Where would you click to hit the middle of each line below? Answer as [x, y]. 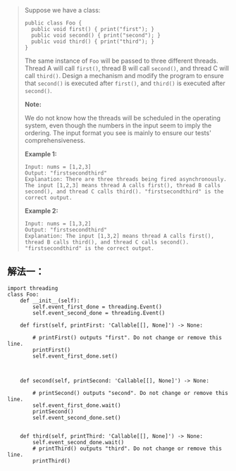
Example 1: [41, 154]
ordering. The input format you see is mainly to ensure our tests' [118, 133]
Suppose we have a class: [62, 10]
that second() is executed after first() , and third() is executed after [125, 83]
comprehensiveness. [55, 140]
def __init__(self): [50, 301]
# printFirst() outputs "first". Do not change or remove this [127, 337]
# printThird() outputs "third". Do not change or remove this [127, 448]
